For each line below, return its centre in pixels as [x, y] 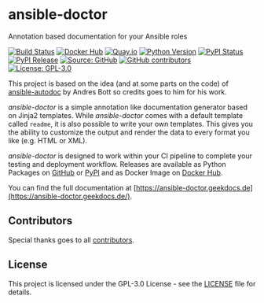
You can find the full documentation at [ [72, 187]
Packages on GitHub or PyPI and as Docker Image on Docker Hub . [115, 172]
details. [20, 292]
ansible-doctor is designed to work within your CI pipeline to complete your [130, 156]
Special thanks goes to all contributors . [71, 240]
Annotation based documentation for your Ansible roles [98, 36]
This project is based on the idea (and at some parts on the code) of [119, 83]
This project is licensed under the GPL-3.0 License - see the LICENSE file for [132, 283]
